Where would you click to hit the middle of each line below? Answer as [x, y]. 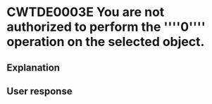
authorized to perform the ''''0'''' [106, 27]
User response [39, 91]
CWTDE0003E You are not [86, 12]
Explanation [33, 67]
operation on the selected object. [106, 42]
